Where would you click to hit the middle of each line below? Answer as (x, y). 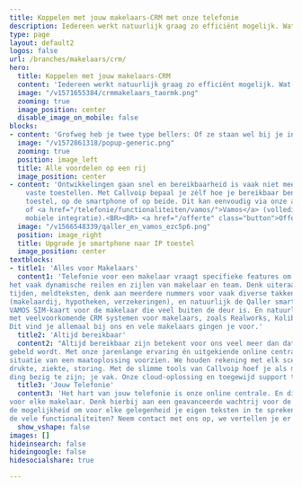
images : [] (30, 435)
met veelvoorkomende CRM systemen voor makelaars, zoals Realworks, (140, 319)
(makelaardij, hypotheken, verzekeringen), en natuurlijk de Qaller (140, 302)
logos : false (34, 51)
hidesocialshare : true (52, 460)
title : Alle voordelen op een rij (82, 168)
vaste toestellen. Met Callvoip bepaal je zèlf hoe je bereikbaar (152, 193)
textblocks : (31, 260)
